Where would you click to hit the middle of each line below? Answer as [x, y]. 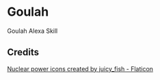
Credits [23, 52]
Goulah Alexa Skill [32, 31]
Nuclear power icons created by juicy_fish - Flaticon [80, 68]
